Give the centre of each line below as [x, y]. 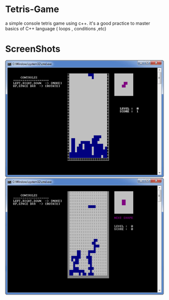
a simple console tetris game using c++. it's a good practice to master [78, 23]
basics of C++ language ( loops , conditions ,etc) [56, 28]
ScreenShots [33, 49]
